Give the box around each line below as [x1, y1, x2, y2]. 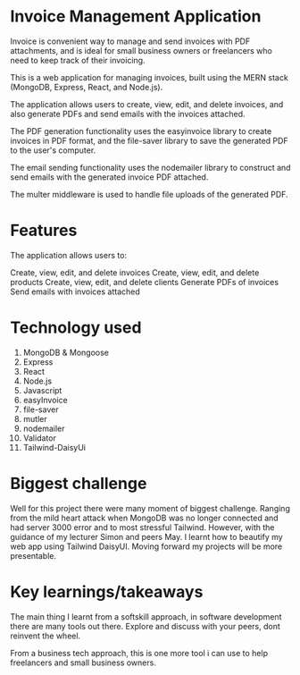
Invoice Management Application [10, 6, 262, 27]
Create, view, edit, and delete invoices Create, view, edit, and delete [10, 266, 260, 278]
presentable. [10, 550, 57, 561]
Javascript [22, 384, 62, 395]
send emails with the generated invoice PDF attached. [10, 172, 209, 182]
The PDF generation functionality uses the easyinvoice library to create [10, 125, 272, 136]
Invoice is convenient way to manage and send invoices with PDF [10, 36, 251, 46]
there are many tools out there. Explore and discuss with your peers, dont [10, 620, 280, 631]
